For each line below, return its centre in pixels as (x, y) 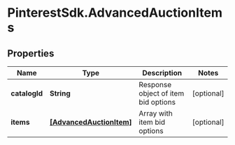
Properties (31, 53)
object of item (162, 93)
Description (162, 73)
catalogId (27, 93)
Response (155, 85)
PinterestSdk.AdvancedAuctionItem (115, 13)
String (60, 93)
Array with (156, 113)
